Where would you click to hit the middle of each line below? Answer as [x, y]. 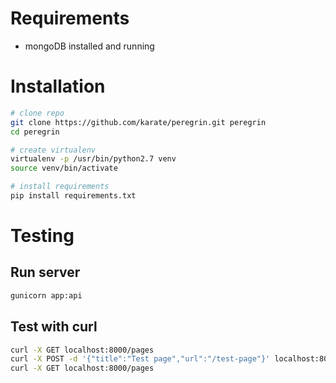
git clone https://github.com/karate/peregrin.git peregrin [138, 122]
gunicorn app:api [46, 295]
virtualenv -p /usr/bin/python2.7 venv [93, 159]
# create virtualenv [53, 150]
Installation [58, 86]
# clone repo [37, 113]
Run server [45, 272]
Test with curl [54, 327]
